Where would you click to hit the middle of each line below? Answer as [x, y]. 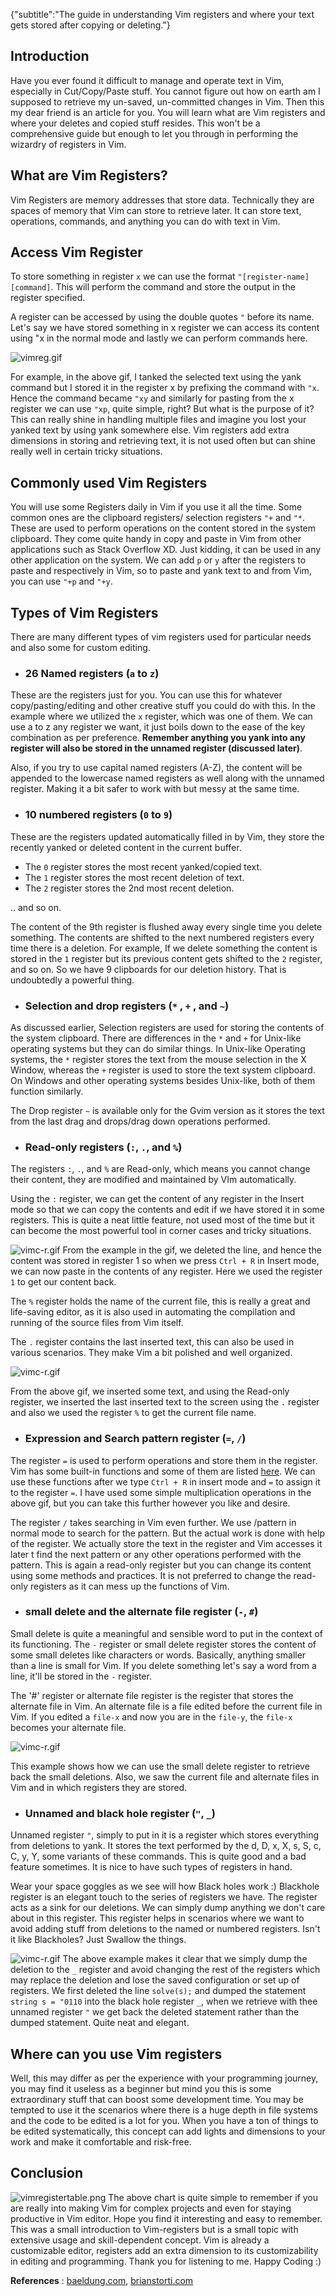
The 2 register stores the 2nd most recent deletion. [129, 888]
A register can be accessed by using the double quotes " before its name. [162, 317]
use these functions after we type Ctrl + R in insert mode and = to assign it [165, 1481]
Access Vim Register [76, 252]
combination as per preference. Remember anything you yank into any [158, 738]
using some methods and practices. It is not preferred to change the [151, 1575]
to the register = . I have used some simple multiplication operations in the [161, 1492]
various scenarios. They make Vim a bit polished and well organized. [151, 1353]
